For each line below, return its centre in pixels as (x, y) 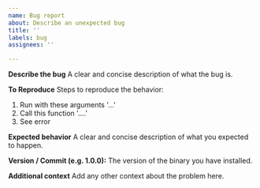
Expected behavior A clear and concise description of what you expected (128, 137)
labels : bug (28, 38)
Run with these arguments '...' (67, 105)
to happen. (26, 145)
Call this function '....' (54, 113)
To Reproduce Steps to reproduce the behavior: (86, 90)
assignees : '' (32, 45)
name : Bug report (37, 15)
